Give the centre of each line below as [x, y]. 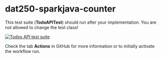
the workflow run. [23, 51]
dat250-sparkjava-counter [60, 9]
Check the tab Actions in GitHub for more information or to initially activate [80, 46]
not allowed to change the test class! [42, 27]
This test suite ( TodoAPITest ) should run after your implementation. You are [81, 22]
